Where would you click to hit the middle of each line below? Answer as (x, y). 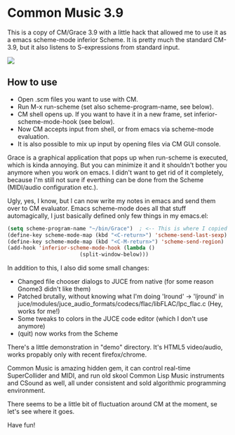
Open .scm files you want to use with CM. (78, 99)
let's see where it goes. (41, 412)
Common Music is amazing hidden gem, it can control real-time (99, 368)
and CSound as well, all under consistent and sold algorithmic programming (117, 383)
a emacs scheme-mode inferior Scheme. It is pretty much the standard (110, 39)
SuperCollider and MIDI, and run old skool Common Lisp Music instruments (116, 375)
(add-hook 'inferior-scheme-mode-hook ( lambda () (81, 248)
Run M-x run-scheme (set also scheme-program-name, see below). (115, 106)
